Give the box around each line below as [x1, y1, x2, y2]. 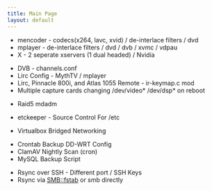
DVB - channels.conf [17, 64, 78, 72]
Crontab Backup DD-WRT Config [17, 140, 113, 148]
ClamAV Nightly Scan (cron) [17, 147, 98, 156]
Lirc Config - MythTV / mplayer [17, 71, 106, 80]
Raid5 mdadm [17, 99, 58, 108]
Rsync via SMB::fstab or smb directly [17, 175, 124, 184]
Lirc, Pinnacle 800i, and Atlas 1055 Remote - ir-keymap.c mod [17, 78, 195, 87]
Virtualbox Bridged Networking [17, 126, 106, 135]
